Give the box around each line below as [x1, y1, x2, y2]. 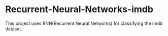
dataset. [5, 25, 23, 31]
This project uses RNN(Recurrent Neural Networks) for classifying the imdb [5, 20, 163, 26]
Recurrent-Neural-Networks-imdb [5, 4, 154, 15]
